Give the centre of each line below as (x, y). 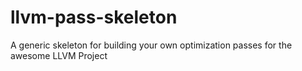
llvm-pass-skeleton (94, 17)
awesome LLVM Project (59, 55)
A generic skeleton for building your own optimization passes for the (151, 45)
